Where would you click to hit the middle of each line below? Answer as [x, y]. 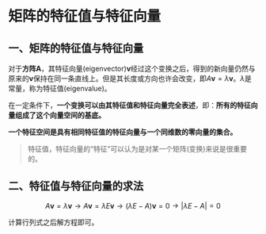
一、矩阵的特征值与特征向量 [76, 48]
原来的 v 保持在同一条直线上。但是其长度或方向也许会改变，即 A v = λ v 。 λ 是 [130, 79]
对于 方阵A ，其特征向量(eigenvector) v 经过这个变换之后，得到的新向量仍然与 [132, 69]
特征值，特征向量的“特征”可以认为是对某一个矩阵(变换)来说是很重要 [137, 149]
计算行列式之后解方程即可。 [53, 222]
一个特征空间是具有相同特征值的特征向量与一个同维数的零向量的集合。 [123, 132]
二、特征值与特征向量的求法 [76, 186]
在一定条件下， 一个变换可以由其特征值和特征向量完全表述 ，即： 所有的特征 [129, 105]
